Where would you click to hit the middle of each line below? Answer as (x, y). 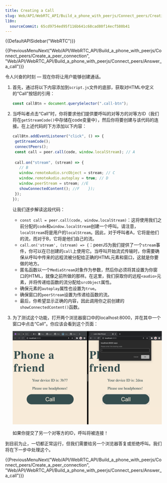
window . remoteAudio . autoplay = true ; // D (64, 178)
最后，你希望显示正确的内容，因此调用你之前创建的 (72, 300)
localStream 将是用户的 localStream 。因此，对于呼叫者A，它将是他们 (89, 232)
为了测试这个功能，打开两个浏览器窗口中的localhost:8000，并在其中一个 (86, 317)
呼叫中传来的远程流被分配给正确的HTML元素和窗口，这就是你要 (94, 257)
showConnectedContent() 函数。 (51, 307)
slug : (11, 16)
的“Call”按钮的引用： (33, 94)
